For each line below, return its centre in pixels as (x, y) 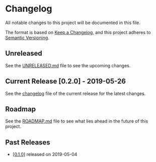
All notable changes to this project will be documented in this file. (73, 23)
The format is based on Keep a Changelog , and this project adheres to (78, 32)
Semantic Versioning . (27, 38)
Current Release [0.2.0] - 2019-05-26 (65, 82)
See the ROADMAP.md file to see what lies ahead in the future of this (77, 121)
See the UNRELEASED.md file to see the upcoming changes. (68, 65)
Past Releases (28, 142)
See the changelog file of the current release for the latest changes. (75, 93)
